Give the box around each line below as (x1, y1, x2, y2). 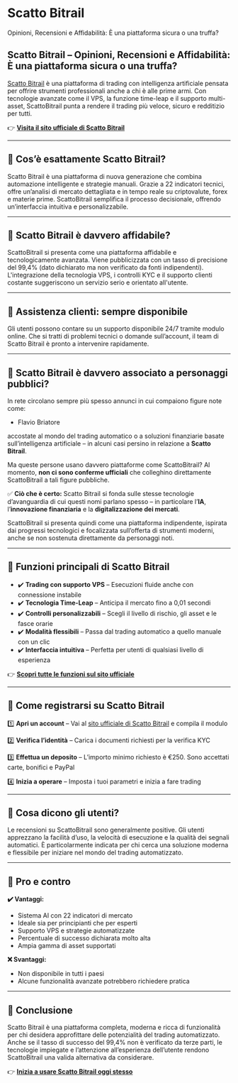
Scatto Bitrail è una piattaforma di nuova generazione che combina (7, 172, 202, 180)
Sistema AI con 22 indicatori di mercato (17, 911, 133, 920)
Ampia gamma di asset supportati (17, 942, 116, 950)
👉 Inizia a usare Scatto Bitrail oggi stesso (7, 1067, 133, 1076)
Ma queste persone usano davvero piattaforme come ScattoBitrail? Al (7, 461, 210, 469)
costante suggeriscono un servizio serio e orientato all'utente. (7, 278, 188, 287)
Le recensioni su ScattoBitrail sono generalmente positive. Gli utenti (7, 825, 205, 835)
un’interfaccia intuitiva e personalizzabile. (7, 202, 129, 211)
